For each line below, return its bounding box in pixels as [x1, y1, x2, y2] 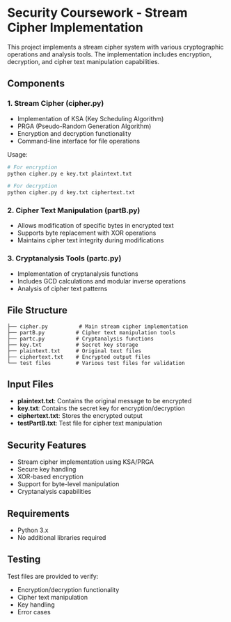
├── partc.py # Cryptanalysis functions [7, 335, 154, 342]
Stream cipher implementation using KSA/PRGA [17, 458, 154, 466]
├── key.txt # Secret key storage [7, 341, 138, 348]
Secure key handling [17, 465, 77, 474]
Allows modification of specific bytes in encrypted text [17, 221, 174, 230]
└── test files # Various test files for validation [7, 359, 186, 366]
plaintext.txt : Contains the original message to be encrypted [17, 397, 192, 405]
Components [7, 78, 65, 90]
